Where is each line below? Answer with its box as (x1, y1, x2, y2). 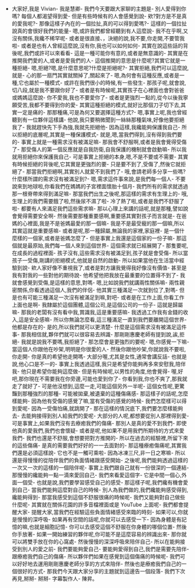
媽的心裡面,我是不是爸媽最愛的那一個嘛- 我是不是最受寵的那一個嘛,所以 (11, 220, 185, 227)
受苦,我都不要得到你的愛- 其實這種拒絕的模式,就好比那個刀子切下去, (17, 101, 181, 108)
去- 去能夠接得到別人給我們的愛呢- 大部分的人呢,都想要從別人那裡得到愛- (11, 412, 190, 419)
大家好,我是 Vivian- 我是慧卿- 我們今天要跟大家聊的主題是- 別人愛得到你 (11, 5, 187, 12)
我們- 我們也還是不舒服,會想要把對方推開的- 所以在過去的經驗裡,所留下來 (11, 435, 188, 441)
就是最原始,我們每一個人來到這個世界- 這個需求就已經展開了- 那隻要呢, (17, 242, 188, 249)
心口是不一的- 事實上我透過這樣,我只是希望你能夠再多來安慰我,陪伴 (23, 361, 186, 367)
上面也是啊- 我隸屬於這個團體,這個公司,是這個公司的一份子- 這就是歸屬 (11, 301, 183, 308)
